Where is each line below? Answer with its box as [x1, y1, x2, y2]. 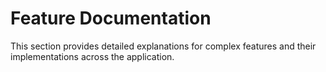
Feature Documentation [10, 7, 212, 30]
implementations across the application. [10, 50, 175, 62]
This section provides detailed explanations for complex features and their [10, 40, 317, 52]
